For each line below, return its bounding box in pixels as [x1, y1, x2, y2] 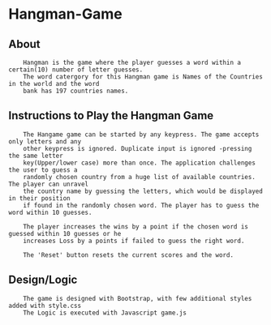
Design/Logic [8, 273, 78, 287]
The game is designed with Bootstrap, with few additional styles [23, 294, 252, 302]
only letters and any [8, 137, 82, 146]
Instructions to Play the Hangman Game [8, 109, 214, 122]
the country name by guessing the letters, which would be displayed [23, 187, 264, 195]
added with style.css [8, 301, 82, 310]
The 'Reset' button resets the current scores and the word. [23, 250, 234, 259]
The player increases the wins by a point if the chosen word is [23, 222, 249, 231]
